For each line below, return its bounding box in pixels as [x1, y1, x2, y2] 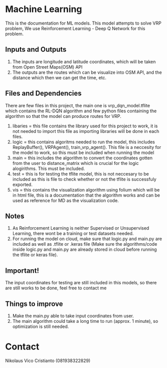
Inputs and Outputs [5, 45, 66, 54]
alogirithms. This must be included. [12, 165, 85, 171]
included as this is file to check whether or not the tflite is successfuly [12, 176, 156, 182]
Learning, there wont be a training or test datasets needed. [12, 231, 134, 237]
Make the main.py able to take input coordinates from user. [12, 313, 134, 319]
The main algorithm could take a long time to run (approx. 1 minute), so [12, 318, 158, 324]
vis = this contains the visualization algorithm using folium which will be [12, 187, 160, 193]
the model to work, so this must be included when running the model [12, 149, 154, 155]
